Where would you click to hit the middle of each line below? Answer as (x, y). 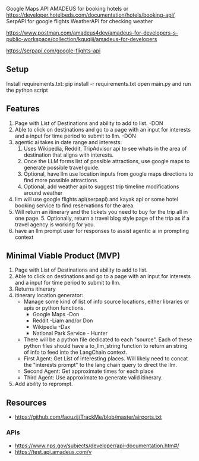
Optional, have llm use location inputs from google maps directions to (109, 174)
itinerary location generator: (49, 295)
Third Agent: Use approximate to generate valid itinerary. (93, 378)
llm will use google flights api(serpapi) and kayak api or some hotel (97, 199)
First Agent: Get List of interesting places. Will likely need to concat (106, 359)
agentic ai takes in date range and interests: (68, 142)
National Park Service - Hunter (70, 334)
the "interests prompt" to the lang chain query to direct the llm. (100, 365)
